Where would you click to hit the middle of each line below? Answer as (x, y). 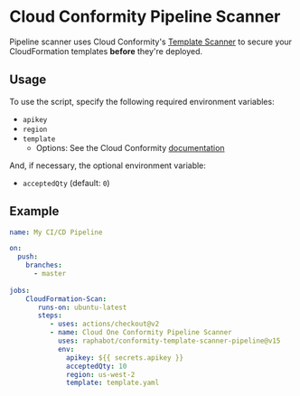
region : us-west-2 (101, 374)
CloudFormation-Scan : (66, 299)
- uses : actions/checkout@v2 (104, 324)
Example (34, 211)
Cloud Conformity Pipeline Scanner (145, 17)
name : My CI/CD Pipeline (56, 232)
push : (28, 257)
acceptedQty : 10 (97, 366)
